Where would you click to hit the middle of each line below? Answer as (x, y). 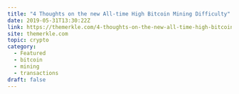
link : (15, 27)
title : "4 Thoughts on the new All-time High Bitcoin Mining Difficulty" (119, 14)
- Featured (30, 54)
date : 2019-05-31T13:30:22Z (49, 20)
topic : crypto (28, 40)
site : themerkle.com (38, 34)
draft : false (27, 80)
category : (22, 47)
